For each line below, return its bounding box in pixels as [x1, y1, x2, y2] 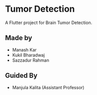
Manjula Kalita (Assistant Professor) [12, 84, 85, 90]
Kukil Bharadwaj [12, 52, 45, 58]
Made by [5, 34, 32, 42]
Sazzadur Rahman [12, 57, 49, 63]
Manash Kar [12, 47, 37, 52]
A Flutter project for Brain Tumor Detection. [5, 20, 92, 25]
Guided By [5, 71, 38, 80]
